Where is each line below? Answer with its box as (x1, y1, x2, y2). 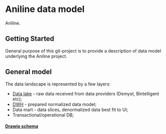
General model (5, 67, 52, 76)
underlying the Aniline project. (5, 53, 67, 59)
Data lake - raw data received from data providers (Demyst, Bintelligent (12, 90, 159, 96)
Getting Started (5, 34, 54, 43)
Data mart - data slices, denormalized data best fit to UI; (12, 106, 128, 112)
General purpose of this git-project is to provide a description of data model (5, 47, 161, 53)
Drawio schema (5, 123, 38, 129)
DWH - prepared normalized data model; (12, 101, 96, 107)
